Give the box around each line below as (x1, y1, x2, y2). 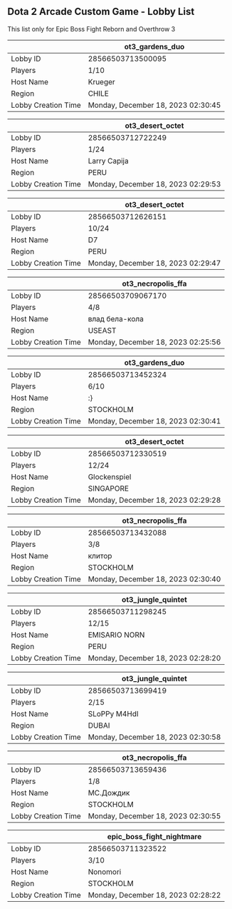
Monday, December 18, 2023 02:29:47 (88, 258, 221, 268)
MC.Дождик (88, 788, 130, 798)
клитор (88, 551, 112, 561)
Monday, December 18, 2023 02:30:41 (88, 416, 221, 426)
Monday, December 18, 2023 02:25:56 (88, 337, 221, 347)
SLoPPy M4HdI (88, 708, 139, 718)
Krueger (88, 76, 115, 86)
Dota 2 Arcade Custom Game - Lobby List (7, 6, 195, 18)
